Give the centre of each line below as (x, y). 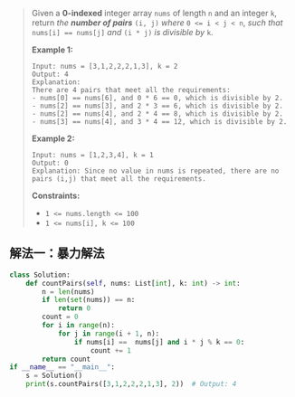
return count (67, 359)
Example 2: (53, 138)
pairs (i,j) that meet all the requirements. (119, 179)
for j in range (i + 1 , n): (109, 334)
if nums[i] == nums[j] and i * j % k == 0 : (159, 342)
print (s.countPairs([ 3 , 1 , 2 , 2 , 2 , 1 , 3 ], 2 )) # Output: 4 (131, 384)
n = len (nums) (68, 292)
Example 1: (52, 50)
